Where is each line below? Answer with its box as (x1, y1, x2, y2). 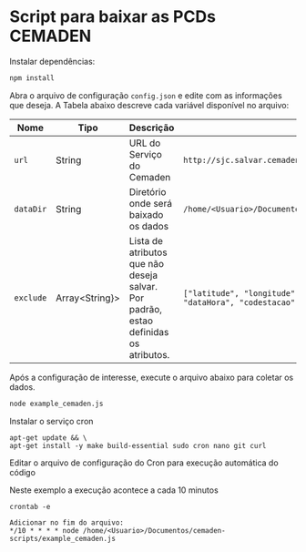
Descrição (128, 121, 175, 134)
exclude (14, 292, 47, 302)
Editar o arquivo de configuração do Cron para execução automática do (9, 457, 280, 468)
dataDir (14, 203, 47, 214)
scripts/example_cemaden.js (9, 534, 117, 543)
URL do (128, 137, 161, 149)
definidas (128, 325, 169, 338)
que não (128, 257, 165, 270)
